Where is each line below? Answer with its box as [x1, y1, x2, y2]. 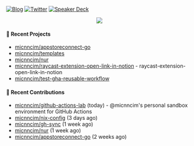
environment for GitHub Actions [14, 108, 92, 115]
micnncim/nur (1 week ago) [14, 127, 82, 134]
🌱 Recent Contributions [6, 88, 65, 96]
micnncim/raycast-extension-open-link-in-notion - [14, 62, 138, 69]
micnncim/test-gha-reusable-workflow [14, 75, 109, 82]
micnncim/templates [14, 50, 65, 57]
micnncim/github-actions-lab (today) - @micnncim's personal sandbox [14, 101, 188, 109]
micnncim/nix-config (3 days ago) [14, 115, 98, 122]
